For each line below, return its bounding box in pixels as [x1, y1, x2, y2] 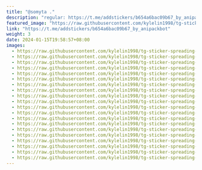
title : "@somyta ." [6, 8, 55, 15]
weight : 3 [6, 31, 31, 37]
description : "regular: [6, 14, 66, 20]
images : [6, 43, 26, 49]
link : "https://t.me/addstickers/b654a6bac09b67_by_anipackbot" [6, 25, 171, 32]
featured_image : [6, 20, 47, 26]
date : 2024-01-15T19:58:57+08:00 [6, 37, 90, 43]
